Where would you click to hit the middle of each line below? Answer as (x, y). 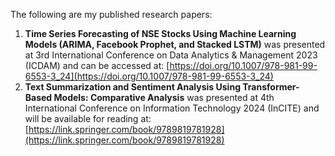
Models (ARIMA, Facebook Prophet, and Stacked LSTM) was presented (175, 44)
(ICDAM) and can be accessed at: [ (97, 65)
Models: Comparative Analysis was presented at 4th (164, 97)
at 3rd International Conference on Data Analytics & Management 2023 (171, 55)
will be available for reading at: (88, 118)
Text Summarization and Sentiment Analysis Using (132, 87)
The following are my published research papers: (111, 14)
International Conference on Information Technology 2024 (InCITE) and (172, 108)
